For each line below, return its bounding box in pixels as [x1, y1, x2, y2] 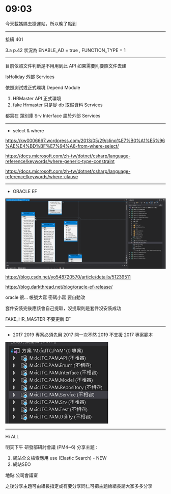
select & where [12, 127, 44, 133]
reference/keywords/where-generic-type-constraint [5, 158, 115, 164]
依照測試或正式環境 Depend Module [5, 84, 80, 90]
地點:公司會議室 [5, 472, 38, 478]
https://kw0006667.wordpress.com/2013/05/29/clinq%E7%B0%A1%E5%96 [5, 137, 165, 144]
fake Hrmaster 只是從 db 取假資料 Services [12, 102, 103, 108]
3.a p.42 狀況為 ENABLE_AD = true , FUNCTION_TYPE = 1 [5, 47, 126, 53]
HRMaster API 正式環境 [12, 95, 62, 101]
